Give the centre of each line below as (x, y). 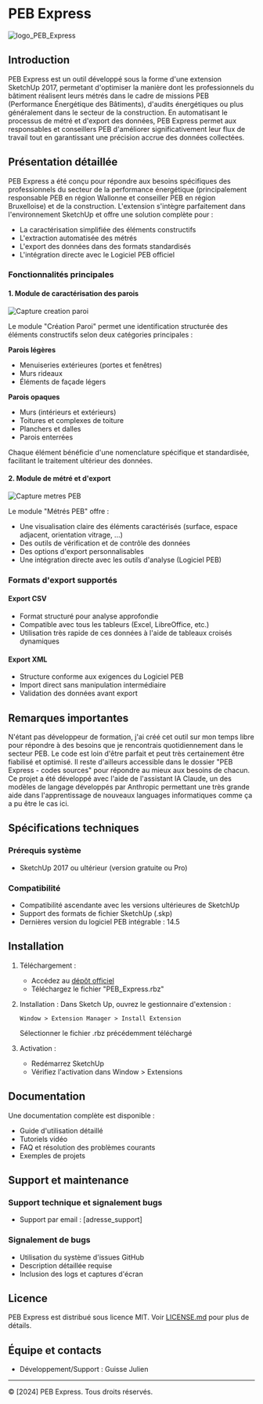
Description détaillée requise (66, 1265)
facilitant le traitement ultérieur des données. (80, 461)
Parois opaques (34, 396)
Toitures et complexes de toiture (71, 420)
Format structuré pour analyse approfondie (89, 616)
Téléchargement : (48, 965)
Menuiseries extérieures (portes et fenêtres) (91, 365)
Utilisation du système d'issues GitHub (82, 1257)
